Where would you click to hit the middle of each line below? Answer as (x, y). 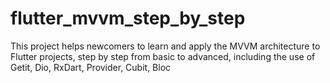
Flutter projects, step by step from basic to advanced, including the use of (163, 56)
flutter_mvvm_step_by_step (128, 18)
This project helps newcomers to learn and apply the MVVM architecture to (165, 46)
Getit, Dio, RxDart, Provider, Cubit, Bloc (91, 67)
